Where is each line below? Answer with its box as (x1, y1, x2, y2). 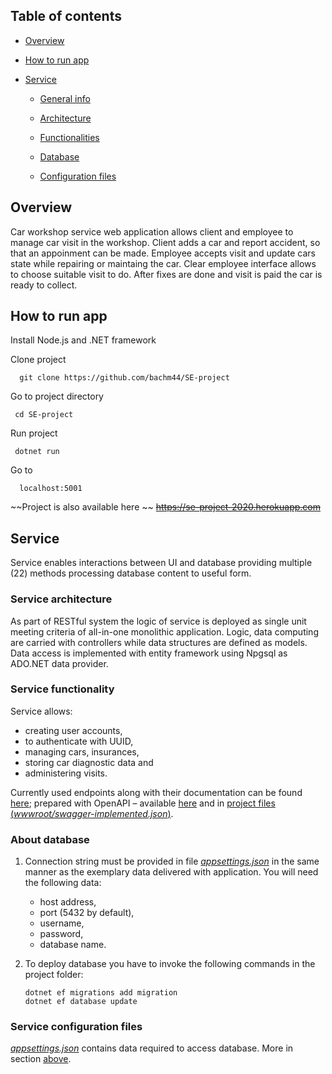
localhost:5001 (19, 484, 83, 494)
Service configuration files (10, 1020, 143, 1034)
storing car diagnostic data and (24, 756, 154, 768)
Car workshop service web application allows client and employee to (10, 225, 294, 238)
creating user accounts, (24, 724, 123, 736)
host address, (39, 896, 97, 908)
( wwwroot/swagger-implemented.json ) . (10, 807, 174, 819)
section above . (10, 1053, 72, 1065)
